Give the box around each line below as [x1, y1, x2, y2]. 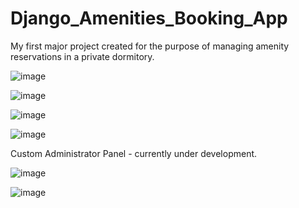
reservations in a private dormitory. [10, 50, 155, 62]
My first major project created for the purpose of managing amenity [10, 40, 290, 52]
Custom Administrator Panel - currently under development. [10, 147, 258, 159]
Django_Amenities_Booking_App [10, 7, 288, 30]
